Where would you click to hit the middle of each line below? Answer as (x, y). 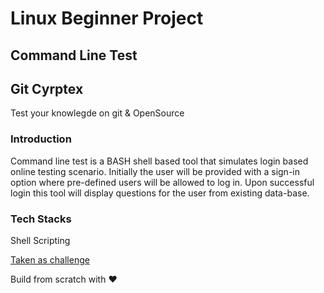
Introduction (41, 139)
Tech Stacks (41, 219)
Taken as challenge (50, 259)
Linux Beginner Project (107, 18)
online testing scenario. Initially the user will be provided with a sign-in (155, 171)
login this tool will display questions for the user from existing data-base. (160, 193)
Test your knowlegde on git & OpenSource (97, 113)
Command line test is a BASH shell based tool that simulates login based (159, 161)
